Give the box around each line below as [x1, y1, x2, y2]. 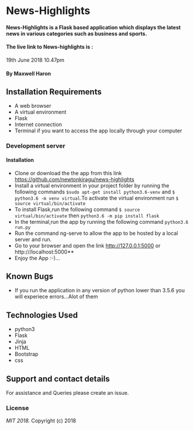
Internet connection [14, 121, 63, 128]
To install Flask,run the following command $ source [14, 206, 140, 213]
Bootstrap [14, 350, 39, 358]
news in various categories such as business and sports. [6, 30, 147, 37]
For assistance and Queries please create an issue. [6, 389, 129, 396]
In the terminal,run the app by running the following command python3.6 [14, 218, 189, 225]
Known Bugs [6, 271, 54, 281]
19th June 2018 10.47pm [6, 56, 64, 63]
